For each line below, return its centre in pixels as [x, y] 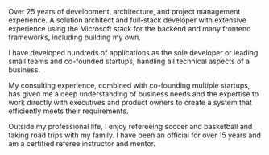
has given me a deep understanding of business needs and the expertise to [134, 94]
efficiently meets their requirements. [68, 111]
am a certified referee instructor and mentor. [82, 143]
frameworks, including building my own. [74, 37]
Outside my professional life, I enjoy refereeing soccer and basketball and [130, 126]
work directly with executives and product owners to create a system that [130, 102]
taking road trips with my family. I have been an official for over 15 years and [135, 135]
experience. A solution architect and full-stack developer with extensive [128, 20]
